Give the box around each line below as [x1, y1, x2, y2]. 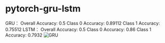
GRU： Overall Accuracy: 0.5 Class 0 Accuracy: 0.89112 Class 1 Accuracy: [5, 20, 160, 26]
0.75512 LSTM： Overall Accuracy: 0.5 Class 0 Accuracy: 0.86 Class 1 [5, 26, 151, 32]
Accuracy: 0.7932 [5, 32, 43, 38]
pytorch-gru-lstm [5, 3, 81, 14]
